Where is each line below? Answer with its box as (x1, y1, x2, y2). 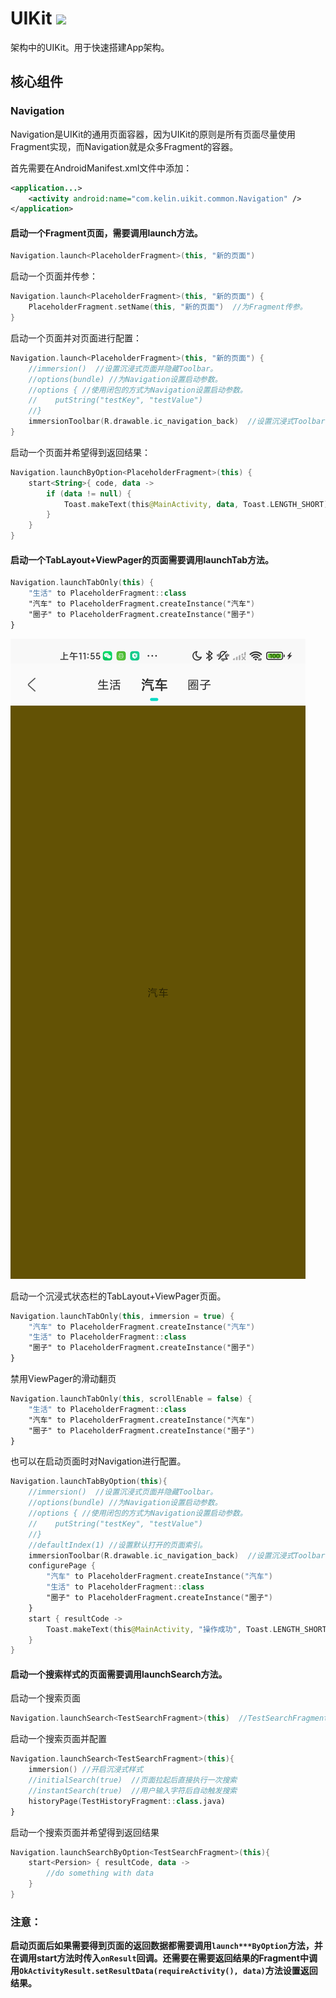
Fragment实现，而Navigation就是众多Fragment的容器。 (10, 140, 239, 152)
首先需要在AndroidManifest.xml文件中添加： (10, 162, 193, 174)
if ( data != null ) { (46, 488, 132, 499)
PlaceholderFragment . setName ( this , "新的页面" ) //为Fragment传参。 (28, 302, 308, 312)
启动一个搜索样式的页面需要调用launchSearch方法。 (10, 1668, 228, 1680)
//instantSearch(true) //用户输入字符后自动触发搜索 (28, 1785, 238, 1796)
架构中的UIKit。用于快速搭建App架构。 (10, 41, 170, 53)
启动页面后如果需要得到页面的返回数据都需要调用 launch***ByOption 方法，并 (10, 1940, 323, 1952)
